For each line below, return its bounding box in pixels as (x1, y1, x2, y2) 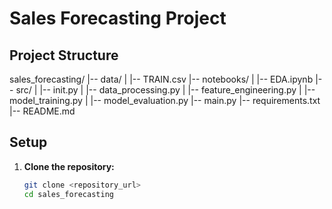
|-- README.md (9, 105, 76, 117)
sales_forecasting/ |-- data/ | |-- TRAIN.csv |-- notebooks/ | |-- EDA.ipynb (9, 73, 314, 85)
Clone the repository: (23, 160, 115, 172)
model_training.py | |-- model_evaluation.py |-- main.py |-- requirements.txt (9, 95, 321, 106)
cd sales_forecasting (23, 189, 114, 199)
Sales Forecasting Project (9, 7, 227, 30)
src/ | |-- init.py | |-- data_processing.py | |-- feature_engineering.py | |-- (15, 84, 316, 96)
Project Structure (9, 47, 119, 64)
